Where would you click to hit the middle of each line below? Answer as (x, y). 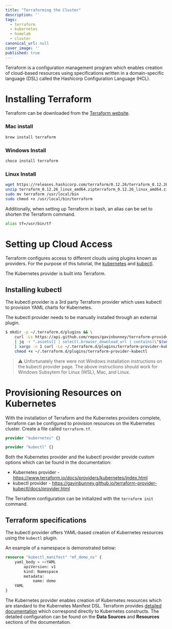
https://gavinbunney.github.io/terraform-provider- (104, 483)
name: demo (44, 581)
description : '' (23, 15)
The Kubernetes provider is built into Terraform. (56, 274)
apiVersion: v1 (40, 567)
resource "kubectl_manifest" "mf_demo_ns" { (53, 557)
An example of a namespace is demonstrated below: (61, 548)
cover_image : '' (23, 48)
